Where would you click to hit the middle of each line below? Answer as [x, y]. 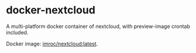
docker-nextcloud [51, 10]
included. [17, 32]
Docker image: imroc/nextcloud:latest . [52, 44]
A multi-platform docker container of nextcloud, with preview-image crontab [98, 26]
